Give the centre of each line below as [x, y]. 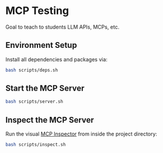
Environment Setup [41, 45]
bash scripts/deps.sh [32, 70]
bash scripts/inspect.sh [36, 145]
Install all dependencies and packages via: [56, 59]
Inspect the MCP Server [50, 120]
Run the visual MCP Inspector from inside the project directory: [81, 134]
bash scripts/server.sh [34, 102]
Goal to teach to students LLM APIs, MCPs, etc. [63, 27]
